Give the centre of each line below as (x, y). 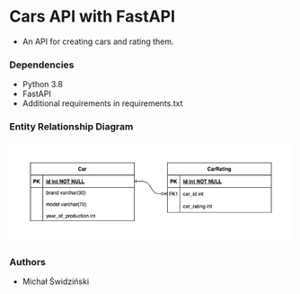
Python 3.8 (42, 85)
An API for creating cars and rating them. (98, 41)
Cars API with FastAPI (93, 17)
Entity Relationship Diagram (71, 127)
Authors (28, 262)
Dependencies (42, 65)
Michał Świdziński (56, 281)
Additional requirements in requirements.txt (102, 103)
